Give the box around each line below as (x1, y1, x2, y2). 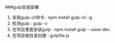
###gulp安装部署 (5, 4, 39, 10)
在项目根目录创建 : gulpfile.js (12, 33, 69, 38)
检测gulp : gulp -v (12, 21, 48, 26)
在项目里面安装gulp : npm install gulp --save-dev (12, 27, 110, 32)
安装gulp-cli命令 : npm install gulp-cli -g (12, 14, 92, 20)
